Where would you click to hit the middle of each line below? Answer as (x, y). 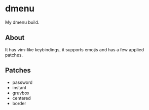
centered (21, 98)
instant (19, 87)
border (19, 103)
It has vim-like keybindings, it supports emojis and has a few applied (74, 49)
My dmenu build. (22, 22)
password (22, 82)
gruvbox (21, 93)
